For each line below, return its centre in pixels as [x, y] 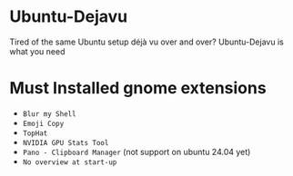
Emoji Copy [43, 123]
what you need [37, 51]
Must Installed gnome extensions [138, 88]
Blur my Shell [49, 114]
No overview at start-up [70, 162]
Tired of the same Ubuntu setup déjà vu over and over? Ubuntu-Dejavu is [146, 42]
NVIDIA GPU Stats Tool [66, 142]
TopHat [35, 133]
